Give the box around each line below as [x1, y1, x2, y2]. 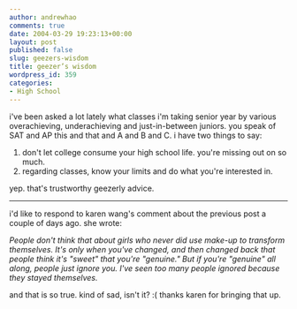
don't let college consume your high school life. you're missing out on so [21, 147, 287, 157]
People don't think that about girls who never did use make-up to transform [9, 235, 286, 245]
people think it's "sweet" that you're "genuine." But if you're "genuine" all [9, 253, 277, 264]
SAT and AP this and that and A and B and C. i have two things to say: [9, 130, 263, 140]
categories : [9, 79, 53, 87]
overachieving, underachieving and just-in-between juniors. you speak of [9, 120, 277, 131]
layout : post [9, 37, 57, 47]
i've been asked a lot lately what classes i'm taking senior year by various [9, 111, 277, 122]
